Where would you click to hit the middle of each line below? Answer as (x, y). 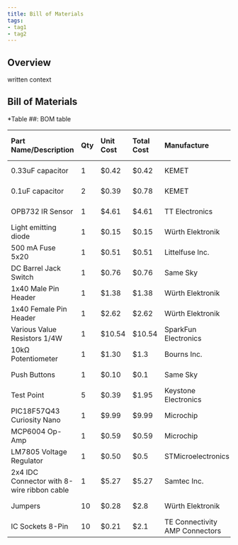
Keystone (180, 390)
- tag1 (17, 27)
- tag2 (17, 34)
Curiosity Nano (36, 419)
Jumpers (26, 506)
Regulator (27, 461)
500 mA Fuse (33, 248)
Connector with (36, 481)
